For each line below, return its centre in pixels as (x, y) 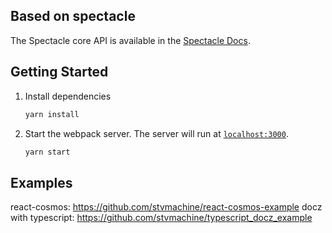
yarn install (52, 114)
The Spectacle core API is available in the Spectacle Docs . (130, 40)
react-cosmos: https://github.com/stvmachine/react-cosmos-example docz (166, 207)
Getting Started (59, 72)
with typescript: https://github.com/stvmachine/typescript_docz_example (161, 218)
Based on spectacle (73, 16)
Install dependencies (68, 96)
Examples (41, 182)
